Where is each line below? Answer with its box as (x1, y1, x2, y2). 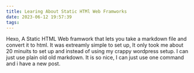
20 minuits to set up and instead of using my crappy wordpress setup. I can (6, 48, 189, 55)
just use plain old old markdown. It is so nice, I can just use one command (6, 54, 185, 61)
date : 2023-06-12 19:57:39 (6, 14, 72, 20)
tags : (6, 19, 19, 25)
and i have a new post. (6, 60, 60, 67)
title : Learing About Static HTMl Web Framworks (6, 8, 127, 15)
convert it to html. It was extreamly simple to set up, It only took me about (6, 41, 183, 48)
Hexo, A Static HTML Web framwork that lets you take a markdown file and (6, 36, 187, 43)
